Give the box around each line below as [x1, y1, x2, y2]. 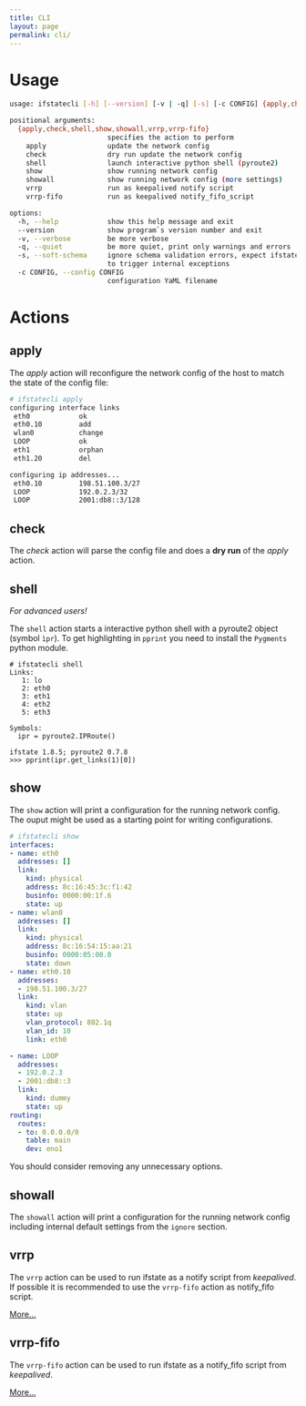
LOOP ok [13, 437, 88, 446]
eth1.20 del [13, 453, 92, 463]
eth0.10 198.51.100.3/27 [13, 479, 141, 488]
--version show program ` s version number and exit [17, 225, 262, 235]
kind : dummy [25, 1094, 71, 1103]
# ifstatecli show [9, 831, 79, 841]
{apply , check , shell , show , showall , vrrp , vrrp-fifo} [17, 125, 209, 134]
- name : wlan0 [9, 908, 64, 917]
